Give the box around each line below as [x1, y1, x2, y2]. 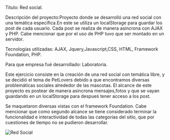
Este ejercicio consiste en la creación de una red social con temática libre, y [5, 71, 165, 77]
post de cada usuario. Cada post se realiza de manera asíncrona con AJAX [5, 25, 163, 31]
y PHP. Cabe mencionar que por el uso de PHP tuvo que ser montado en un [5, 31, 164, 36]
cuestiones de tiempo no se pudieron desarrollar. [5, 119, 109, 125]
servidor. [5, 36, 24, 42]
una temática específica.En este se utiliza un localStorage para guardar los [5, 20, 162, 26]
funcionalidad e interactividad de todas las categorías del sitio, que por [5, 114, 155, 120]
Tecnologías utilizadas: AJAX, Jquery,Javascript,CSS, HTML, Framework [5, 46, 158, 52]
